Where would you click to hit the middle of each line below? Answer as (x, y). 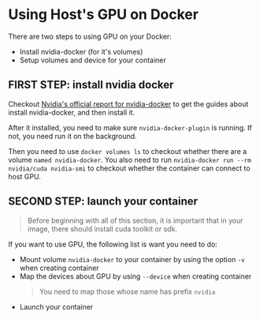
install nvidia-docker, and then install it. (72, 112)
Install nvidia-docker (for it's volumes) (81, 51)
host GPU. (24, 176)
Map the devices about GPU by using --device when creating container (136, 276)
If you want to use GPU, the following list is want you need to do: (113, 244)
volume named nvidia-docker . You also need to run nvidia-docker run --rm (130, 159)
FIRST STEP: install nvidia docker (91, 85)
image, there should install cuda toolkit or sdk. (102, 229)
